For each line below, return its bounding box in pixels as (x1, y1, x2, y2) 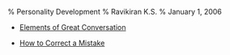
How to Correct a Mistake (19, 38, 105, 48)
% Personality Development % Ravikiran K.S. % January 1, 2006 (7, 7, 222, 16)
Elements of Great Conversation (19, 23, 126, 32)
